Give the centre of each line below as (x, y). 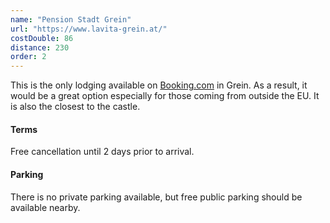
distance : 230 (40, 47)
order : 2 (28, 57)
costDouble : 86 (42, 38)
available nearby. (45, 207)
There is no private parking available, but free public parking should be (156, 197)
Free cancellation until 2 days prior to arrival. (102, 152)
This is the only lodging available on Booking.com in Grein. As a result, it (159, 85)
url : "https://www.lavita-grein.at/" (89, 29)
